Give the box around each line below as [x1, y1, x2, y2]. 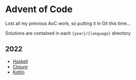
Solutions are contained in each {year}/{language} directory [5, 30, 131, 36]
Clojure [12, 63, 28, 69]
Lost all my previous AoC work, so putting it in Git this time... [5, 20, 131, 26]
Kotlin [12, 69, 25, 75]
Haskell [12, 58, 28, 64]
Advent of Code [5, 4, 73, 15]
